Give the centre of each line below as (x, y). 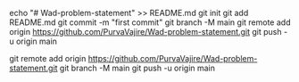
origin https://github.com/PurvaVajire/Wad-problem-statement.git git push (145, 32)
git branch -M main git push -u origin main (137, 68)
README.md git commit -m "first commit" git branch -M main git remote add (150, 22)
